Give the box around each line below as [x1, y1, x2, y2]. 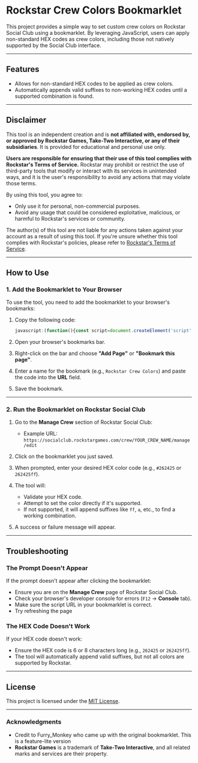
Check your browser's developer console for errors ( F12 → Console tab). [14, 595, 192, 602]
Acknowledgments [6, 718, 62, 726]
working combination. [23, 512, 77, 519]
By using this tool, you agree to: [6, 191, 83, 198]
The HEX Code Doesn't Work [6, 622, 90, 631]
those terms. [6, 180, 37, 187]
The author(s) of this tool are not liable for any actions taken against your [6, 226, 183, 233]
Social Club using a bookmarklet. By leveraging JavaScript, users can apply [6, 29, 190, 36]
